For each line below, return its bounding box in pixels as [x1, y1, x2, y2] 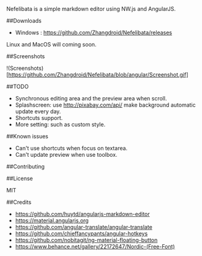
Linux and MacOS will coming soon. [6, 41, 97, 48]
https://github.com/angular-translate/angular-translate [15, 224, 153, 230]
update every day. [15, 108, 61, 115]
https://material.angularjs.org [15, 217, 89, 224]
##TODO [6, 83, 29, 90]
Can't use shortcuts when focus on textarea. [15, 145, 128, 152]
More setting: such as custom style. [15, 121, 106, 128]
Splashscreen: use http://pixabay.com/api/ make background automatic [15, 101, 196, 108]
